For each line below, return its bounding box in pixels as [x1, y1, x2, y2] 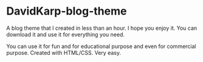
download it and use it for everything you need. [6, 30, 125, 38]
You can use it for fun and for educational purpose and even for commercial [6, 43, 196, 50]
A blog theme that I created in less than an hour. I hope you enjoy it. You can [6, 24, 198, 32]
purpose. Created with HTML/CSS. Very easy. [6, 49, 122, 56]
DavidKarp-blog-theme [6, 4, 127, 18]
